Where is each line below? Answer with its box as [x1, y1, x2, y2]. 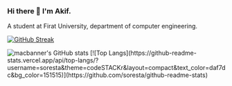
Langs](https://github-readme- [108, 49, 197, 58]
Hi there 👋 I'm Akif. [7, 6, 71, 16]
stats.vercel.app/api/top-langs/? [7, 56, 99, 64]
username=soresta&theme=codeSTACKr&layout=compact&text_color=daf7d [7, 64, 226, 72]
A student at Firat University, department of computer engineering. [7, 22, 198, 31]
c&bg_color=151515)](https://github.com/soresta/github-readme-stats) [7, 71, 208, 79]
